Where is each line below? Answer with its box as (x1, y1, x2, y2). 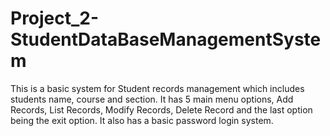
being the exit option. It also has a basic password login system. (10, 114, 274, 126)
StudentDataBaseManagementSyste (10, 28, 322, 51)
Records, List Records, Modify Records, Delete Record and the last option (10, 103, 313, 116)
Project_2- (10, 7, 100, 30)
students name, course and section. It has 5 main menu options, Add (10, 93, 294, 105)
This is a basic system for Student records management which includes (10, 82, 305, 94)
